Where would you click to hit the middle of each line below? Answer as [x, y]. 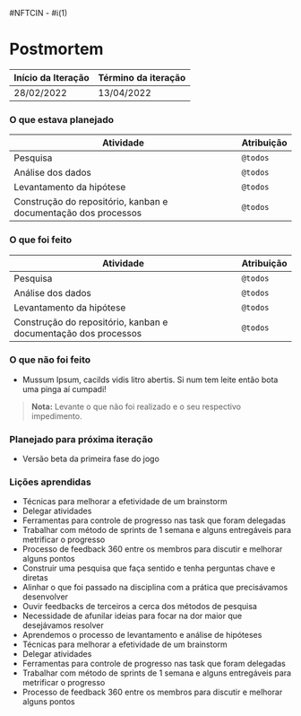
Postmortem [56, 49]
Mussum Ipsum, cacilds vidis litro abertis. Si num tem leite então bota [150, 380]
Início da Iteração [52, 77]
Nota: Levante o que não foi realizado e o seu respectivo [136, 406]
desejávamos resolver [63, 625]
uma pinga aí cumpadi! [64, 389]
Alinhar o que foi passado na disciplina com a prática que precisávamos [155, 588]
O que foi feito [41, 240]
